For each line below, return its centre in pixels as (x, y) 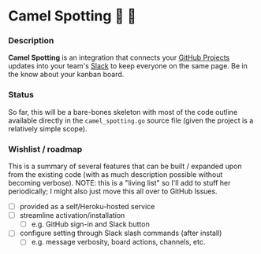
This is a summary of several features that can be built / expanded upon (125, 166)
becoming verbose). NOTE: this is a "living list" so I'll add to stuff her (119, 183)
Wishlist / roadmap (45, 149)
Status (21, 95)
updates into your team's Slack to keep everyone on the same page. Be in (128, 66)
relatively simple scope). (48, 128)
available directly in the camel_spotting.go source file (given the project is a (131, 120)
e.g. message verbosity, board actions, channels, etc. (118, 242)
